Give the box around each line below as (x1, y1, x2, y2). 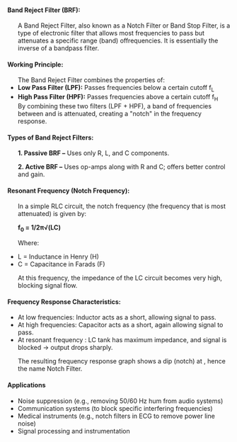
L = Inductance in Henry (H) (17, 252, 99, 261)
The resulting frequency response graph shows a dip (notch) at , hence (17, 357, 226, 365)
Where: (17, 239, 40, 247)
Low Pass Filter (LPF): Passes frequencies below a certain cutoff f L (17, 84, 214, 93)
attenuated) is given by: (17, 210, 87, 218)
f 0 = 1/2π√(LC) (17, 223, 62, 234)
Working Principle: (7, 60, 64, 69)
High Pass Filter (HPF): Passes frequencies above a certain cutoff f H (17, 93, 219, 103)
